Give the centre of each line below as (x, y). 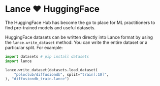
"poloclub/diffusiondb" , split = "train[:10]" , (62, 74)
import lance (18, 61)
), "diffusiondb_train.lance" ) (37, 79)
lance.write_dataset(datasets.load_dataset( (51, 70)
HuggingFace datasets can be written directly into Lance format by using (79, 37)
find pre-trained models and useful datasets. (50, 27)
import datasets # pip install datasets (47, 56)
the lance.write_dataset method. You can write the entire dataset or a (76, 42)
